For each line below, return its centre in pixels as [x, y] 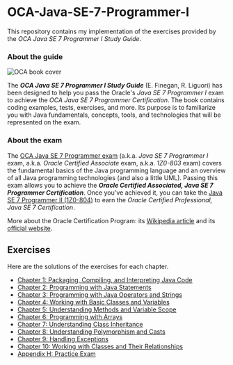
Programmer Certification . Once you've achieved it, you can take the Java [115, 193]
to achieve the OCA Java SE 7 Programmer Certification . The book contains [116, 100]
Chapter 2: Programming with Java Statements [84, 287]
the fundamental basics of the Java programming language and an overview [116, 170]
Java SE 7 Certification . [41, 207]
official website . [30, 228]
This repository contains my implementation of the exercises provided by [112, 31]
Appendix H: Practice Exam [56, 354]
